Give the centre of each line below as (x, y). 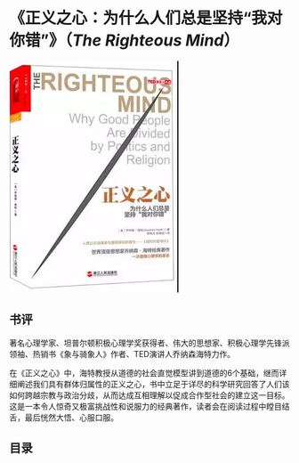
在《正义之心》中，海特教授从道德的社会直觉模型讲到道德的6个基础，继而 (144, 373)
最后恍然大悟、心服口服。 (71, 417)
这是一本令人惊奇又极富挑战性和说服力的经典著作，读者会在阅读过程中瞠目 (145, 406)
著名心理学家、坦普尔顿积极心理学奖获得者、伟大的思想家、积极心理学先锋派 (149, 343)
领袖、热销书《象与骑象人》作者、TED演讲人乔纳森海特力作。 (122, 353)
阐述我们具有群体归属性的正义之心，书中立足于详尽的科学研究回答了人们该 (153, 384)
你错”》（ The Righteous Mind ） (125, 41)
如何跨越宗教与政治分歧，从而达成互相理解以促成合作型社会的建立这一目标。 (149, 395)
